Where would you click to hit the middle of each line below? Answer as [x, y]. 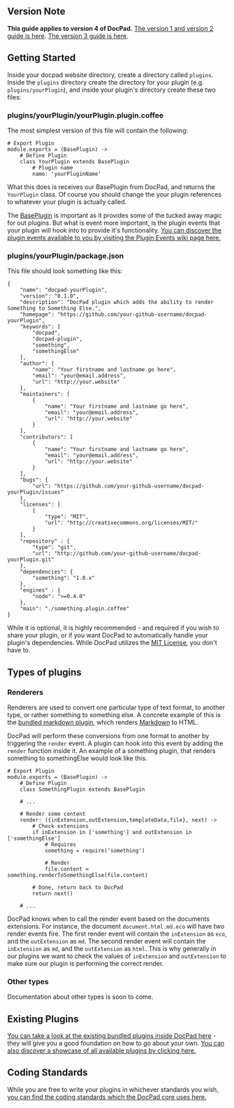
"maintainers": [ [45, 394]
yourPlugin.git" [31, 560]
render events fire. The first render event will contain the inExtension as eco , [117, 934]
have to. [19, 650]
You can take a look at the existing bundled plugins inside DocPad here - [112, 1036]
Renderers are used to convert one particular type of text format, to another [116, 707]
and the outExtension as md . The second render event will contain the [107, 941]
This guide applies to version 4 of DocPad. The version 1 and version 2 [110, 28]
